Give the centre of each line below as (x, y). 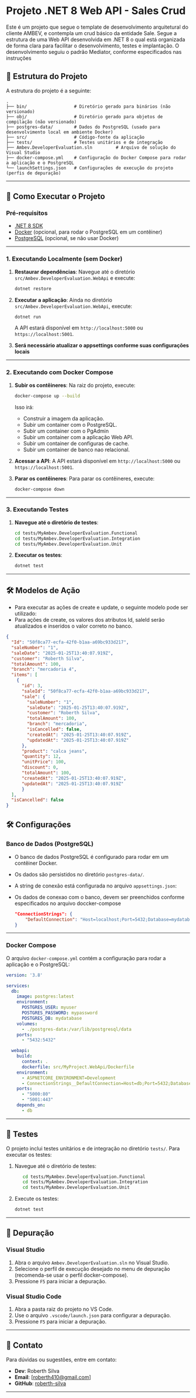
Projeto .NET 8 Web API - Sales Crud (96, 11)
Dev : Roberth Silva (37, 1370)
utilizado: (25, 614)
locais (22, 352)
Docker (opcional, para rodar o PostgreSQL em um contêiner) (88, 232)
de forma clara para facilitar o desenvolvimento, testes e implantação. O (93, 46)
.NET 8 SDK (29, 226)
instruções (19, 58)
